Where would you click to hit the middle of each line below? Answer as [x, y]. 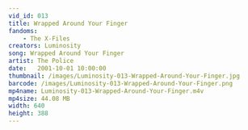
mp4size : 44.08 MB [39, 99]
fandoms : [23, 31]
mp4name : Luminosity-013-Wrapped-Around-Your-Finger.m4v [106, 91]
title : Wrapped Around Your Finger [68, 23]
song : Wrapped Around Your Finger [67, 53]
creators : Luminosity [45, 46]
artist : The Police [41, 61]
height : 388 [28, 114]
